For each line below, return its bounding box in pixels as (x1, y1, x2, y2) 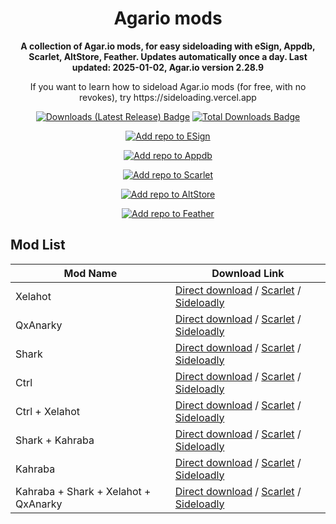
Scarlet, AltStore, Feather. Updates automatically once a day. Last (28, 50, 308, 62)
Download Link (211, 266, 285, 280)
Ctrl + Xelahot (15, 404, 80, 418)
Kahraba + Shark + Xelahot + (15, 484, 152, 498)
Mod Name (63, 266, 118, 280)
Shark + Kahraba (15, 433, 95, 447)
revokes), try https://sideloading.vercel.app (79, 91, 257, 103)
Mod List (10, 237, 66, 254)
